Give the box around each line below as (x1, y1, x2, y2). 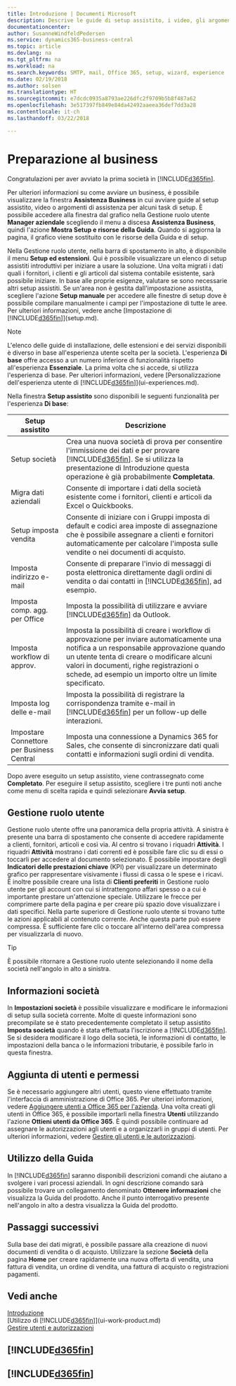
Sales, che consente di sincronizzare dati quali (66, 740, 219, 750)
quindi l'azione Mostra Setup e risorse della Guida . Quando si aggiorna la (7, 225, 221, 234)
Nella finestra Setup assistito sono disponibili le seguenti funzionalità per (7, 391, 220, 400)
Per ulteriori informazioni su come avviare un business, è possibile (7, 188, 199, 197)
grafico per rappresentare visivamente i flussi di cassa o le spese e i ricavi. (7, 870, 223, 879)
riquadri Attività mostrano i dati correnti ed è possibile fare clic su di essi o (7, 848, 223, 856)
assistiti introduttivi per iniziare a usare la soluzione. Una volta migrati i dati (7, 261, 223, 270)
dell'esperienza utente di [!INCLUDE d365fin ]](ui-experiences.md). (7, 378, 199, 386)
